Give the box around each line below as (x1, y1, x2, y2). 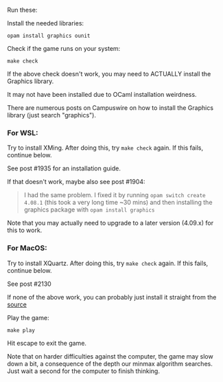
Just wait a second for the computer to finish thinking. (7, 367, 160, 375)
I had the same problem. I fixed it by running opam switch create (23, 191, 206, 199)
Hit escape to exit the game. (7, 339, 87, 347)
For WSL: (7, 128, 39, 137)
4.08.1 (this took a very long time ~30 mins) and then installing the (23, 199, 213, 207)
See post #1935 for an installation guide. (7, 164, 121, 172)
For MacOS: (7, 243, 47, 253)
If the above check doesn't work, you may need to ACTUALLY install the (7, 70, 211, 78)
